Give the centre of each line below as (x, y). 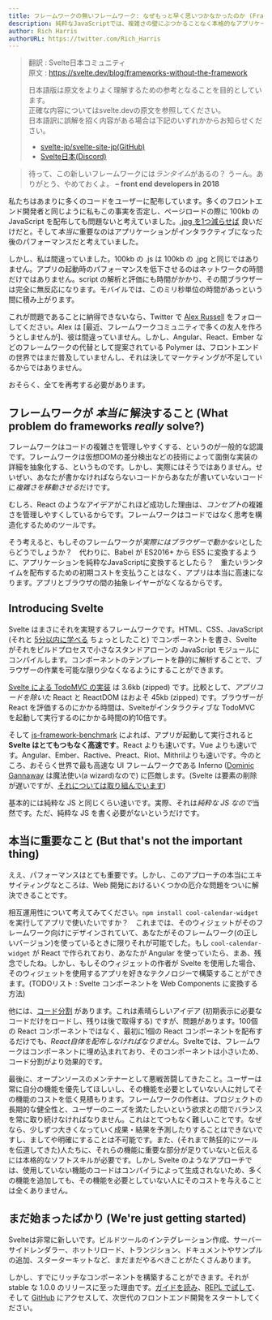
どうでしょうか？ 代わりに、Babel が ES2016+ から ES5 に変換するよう (136, 552)
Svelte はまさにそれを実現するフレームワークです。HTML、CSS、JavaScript (136, 629)
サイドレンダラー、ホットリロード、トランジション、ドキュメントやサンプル (136, 1249)
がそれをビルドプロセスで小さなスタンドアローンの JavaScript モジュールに (134, 649)
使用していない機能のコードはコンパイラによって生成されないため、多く (142, 1170)
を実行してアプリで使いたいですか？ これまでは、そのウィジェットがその (132, 922)
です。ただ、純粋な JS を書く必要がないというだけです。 (109, 813)
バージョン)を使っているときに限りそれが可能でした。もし (112, 943)
